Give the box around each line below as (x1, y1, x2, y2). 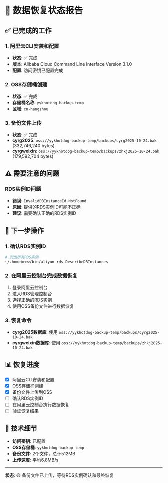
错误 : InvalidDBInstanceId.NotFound (12, 198, 87, 204)
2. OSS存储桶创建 (5, 81, 47, 88)
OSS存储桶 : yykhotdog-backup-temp (12, 444, 85, 451)
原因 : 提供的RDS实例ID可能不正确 (12, 204, 81, 210)
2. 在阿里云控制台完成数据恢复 (5, 272, 78, 279)
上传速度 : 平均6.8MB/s (12, 457, 59, 463)
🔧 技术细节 (5, 424, 37, 432)
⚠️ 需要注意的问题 (5, 169, 60, 178)
